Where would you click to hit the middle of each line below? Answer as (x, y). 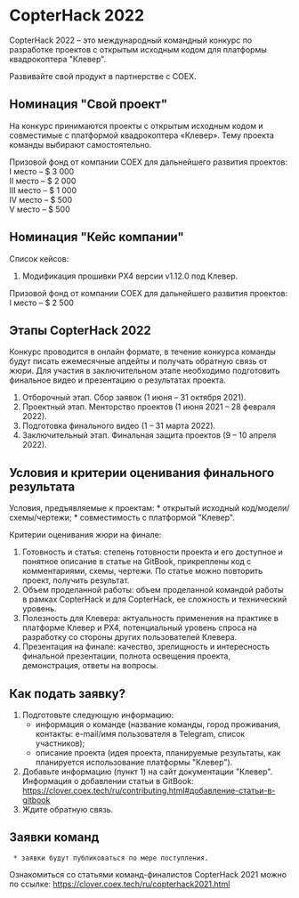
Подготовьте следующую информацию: (98, 715)
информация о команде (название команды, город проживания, (158, 724)
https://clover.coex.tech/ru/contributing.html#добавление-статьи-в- (149, 790)
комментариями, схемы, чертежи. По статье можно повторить (142, 571)
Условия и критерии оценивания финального (142, 473)
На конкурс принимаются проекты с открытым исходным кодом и (137, 125)
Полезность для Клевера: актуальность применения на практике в (150, 619)
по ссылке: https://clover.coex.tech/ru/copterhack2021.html (120, 884)
